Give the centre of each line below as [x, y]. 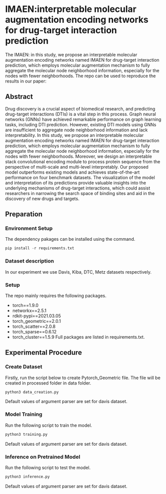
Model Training [24, 414]
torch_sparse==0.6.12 [35, 331]
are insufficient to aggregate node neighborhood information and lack [77, 130]
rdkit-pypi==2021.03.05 [37, 316]
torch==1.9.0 [25, 305]
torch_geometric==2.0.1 [37, 321]
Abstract [19, 97]
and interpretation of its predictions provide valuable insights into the [76, 183]
